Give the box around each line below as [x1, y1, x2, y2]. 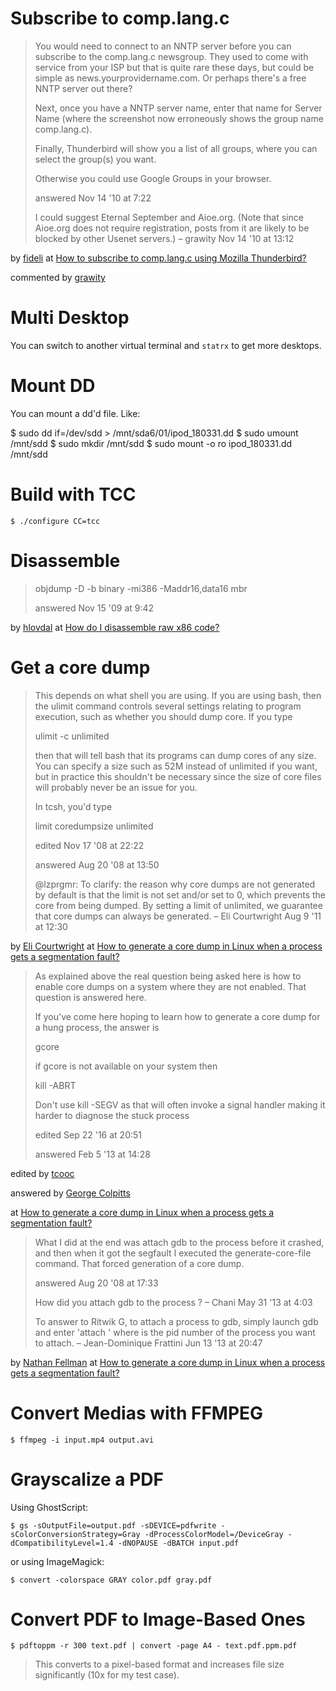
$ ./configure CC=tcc [10, 516, 101, 526]
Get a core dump [10, 656, 151, 679]
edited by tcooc [10, 1167, 75, 1179]
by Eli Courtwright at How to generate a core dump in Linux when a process [10, 940, 323, 952]
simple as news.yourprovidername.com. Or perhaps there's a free [34, 72, 307, 84]
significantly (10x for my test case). [34, 1669, 180, 1681]
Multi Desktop [10, 307, 130, 329]
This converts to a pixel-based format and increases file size [34, 1658, 285, 1671]
